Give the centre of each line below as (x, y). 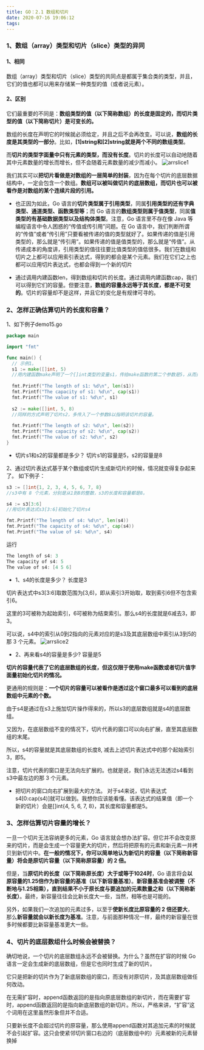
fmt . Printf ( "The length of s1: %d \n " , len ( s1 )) (73, 386)
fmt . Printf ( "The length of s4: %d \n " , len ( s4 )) (68, 521)
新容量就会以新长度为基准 (49, 917)
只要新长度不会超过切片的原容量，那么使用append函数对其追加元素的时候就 (101, 1026)
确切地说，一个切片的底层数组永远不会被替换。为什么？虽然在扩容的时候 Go (101, 956)
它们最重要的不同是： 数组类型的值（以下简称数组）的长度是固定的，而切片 (99, 113)
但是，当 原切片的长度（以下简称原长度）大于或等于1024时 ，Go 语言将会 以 (100, 873)
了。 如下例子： (26, 475)
